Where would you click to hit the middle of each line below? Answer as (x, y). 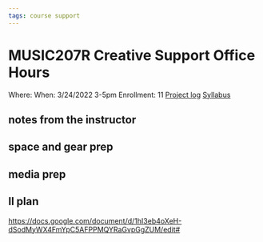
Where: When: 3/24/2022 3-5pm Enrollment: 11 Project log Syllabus (120, 95)
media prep (37, 174)
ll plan (24, 202)
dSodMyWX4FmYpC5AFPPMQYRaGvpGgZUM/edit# (94, 229)
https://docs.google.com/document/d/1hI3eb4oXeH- (95, 220)
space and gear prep (61, 147)
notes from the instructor (72, 120)
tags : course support (44, 16)
